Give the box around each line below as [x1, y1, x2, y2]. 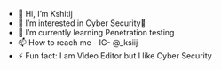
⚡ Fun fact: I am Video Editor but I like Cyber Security [17, 51, 213, 61]
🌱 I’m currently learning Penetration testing [17, 27, 175, 37]
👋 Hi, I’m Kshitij [17, 9, 73, 19]
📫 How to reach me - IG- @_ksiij [17, 37, 138, 48]
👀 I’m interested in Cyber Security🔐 [17, 18, 146, 28]
